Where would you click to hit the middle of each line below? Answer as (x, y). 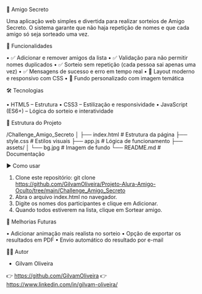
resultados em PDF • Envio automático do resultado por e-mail (85, 240)
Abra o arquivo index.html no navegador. (66, 197)
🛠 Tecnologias (25, 90)
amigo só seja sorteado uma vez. (48, 34)
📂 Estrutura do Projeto (34, 123)
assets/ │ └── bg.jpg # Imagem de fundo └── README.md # (84, 147)
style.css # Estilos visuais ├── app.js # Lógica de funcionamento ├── (95, 141)
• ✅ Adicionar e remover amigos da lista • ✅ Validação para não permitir (97, 58)
